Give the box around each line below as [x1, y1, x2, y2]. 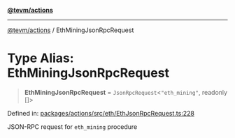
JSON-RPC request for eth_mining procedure [7, 122, 138, 131]
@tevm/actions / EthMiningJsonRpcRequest [7, 26, 134, 34]
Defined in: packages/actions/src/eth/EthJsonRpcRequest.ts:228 [7, 109, 194, 117]
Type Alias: [7, 50, 75, 66]
